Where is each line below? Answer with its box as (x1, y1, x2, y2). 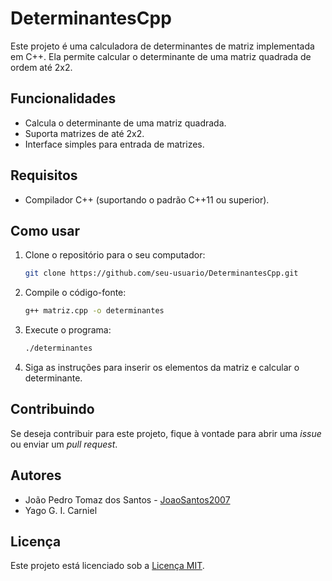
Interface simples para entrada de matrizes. (24, 138, 205, 150)
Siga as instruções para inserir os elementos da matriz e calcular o (24, 362, 300, 373)
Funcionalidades (10, 90, 117, 107)
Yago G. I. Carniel (24, 504, 98, 516)
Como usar (10, 222, 81, 239)
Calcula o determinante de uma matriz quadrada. (24, 117, 227, 129)
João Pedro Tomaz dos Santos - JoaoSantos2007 (24, 493, 231, 506)
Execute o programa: (24, 324, 112, 336)
